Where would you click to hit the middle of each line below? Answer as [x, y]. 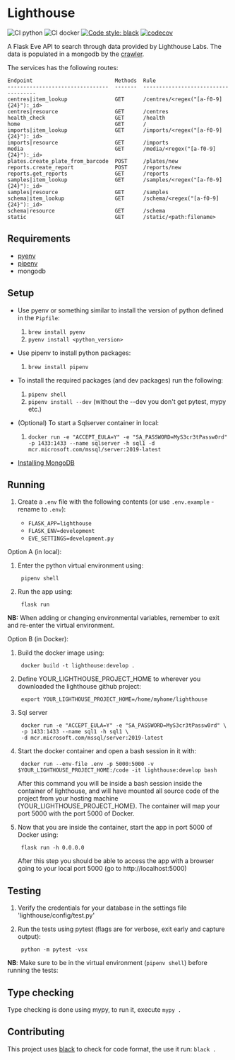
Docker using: [38, 835]
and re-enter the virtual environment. [61, 626]
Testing [24, 891]
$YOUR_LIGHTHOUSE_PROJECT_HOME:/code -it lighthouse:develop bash [117, 770]
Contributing [36, 1032]
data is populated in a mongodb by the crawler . [76, 54]
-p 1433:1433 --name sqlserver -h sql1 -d [91, 443]
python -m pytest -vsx [54, 950]
